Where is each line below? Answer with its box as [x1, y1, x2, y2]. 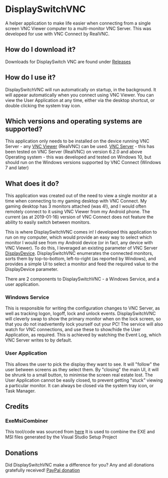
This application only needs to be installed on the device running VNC [5, 138, 149, 144]
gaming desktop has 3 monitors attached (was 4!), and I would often [5, 203, 146, 209]
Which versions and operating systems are [5, 117, 142, 125]
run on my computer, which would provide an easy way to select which [5, 234, 152, 240]
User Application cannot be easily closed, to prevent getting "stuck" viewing [5, 377, 163, 383]
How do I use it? [5, 73, 56, 82]
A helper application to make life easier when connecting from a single [5, 20, 151, 26]
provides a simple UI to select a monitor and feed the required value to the [5, 261, 159, 267]
